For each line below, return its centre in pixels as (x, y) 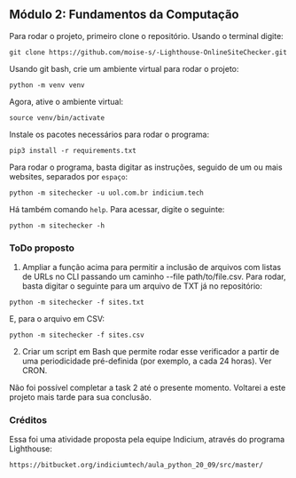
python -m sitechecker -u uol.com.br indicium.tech (106, 193)
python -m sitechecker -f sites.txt (77, 303)
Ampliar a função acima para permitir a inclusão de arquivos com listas (152, 267)
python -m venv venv (47, 85)
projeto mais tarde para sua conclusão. (81, 397)
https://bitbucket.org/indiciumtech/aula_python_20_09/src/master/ (136, 466)
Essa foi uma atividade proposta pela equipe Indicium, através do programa (147, 440)
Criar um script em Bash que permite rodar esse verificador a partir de (151, 352)
